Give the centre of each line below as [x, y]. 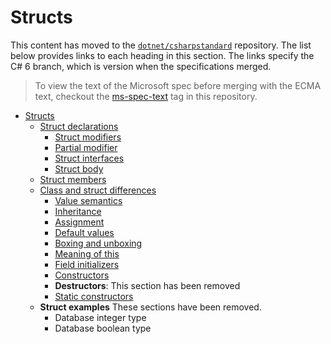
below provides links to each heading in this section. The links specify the [162, 55]
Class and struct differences [98, 190]
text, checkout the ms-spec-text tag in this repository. [146, 96]
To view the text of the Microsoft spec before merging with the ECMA [178, 85]
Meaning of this [87, 253]
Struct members [73, 179]
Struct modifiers [88, 137]
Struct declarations [79, 126]
